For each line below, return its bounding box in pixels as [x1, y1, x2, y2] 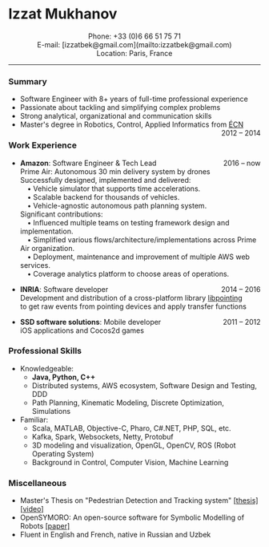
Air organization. [19, 243, 74, 253]
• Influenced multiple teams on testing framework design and [26, 217, 230, 227]
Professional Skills [8, 346, 82, 357]
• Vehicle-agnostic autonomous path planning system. [26, 201, 207, 210]
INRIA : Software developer [19, 284, 109, 294]
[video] [19, 504, 44, 514]
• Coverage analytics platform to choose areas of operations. [26, 269, 230, 278]
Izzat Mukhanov [8, 5, 118, 23]
